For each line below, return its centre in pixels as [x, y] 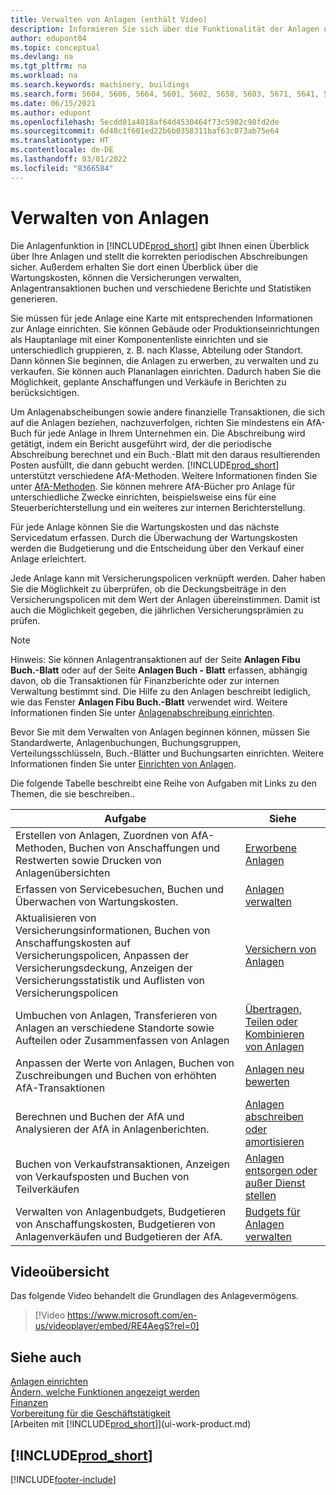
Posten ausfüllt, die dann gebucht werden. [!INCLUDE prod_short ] [145, 465]
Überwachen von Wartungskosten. [97, 901]
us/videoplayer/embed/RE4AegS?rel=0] [117, 1326]
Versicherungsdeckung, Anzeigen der [104, 968]
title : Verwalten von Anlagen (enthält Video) [109, 19]
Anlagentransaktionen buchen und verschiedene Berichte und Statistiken [161, 288]
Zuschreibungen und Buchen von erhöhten [116, 1075]
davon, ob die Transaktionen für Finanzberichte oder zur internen [145, 680]
